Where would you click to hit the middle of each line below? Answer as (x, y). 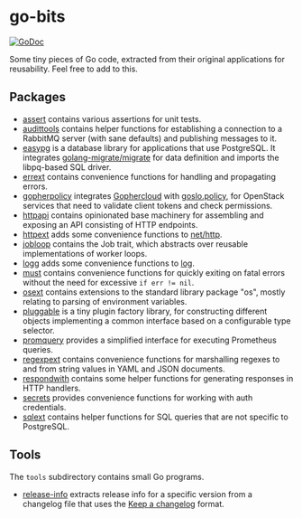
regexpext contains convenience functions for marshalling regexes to (151, 359)
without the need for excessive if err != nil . (108, 282)
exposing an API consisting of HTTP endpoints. (110, 224)
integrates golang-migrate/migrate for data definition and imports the (151, 157)
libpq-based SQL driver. (67, 167)
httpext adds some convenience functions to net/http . (122, 234)
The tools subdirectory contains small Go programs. (107, 476)
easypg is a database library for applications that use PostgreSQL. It (149, 147)
